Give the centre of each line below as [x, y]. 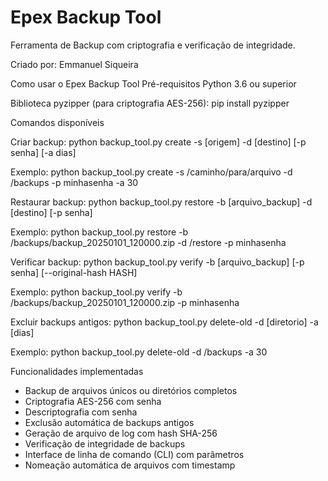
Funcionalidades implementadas [77, 371]
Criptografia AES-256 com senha [93, 401]
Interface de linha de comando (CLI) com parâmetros [134, 454]
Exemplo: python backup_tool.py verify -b [96, 292]
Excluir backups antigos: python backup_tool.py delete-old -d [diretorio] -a [164, 322]
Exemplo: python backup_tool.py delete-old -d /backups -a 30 [139, 352]
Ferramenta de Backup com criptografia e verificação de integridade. [153, 45]
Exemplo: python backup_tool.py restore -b [99, 232]
